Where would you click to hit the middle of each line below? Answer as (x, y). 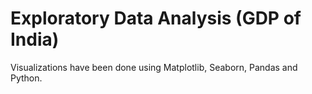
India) (35, 39)
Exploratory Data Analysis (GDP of (156, 18)
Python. (26, 78)
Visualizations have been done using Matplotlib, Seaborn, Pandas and (154, 67)
